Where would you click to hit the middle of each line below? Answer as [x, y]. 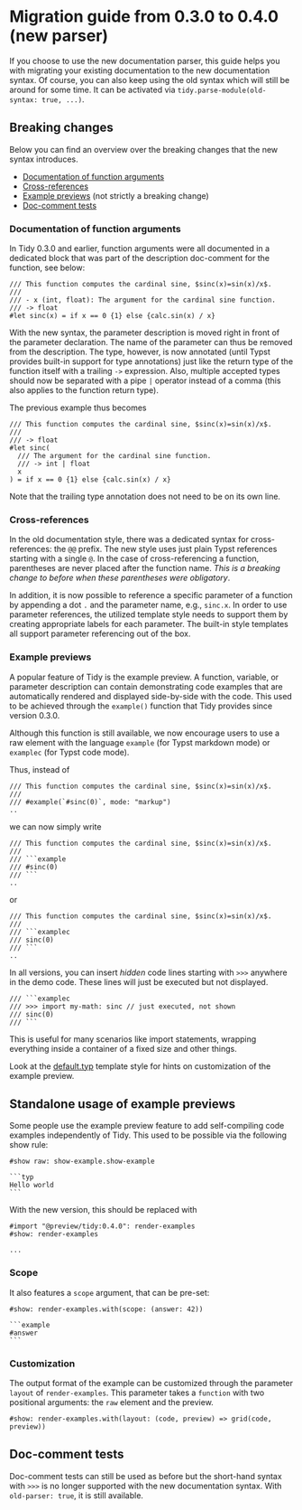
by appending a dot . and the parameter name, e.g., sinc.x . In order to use [148, 605]
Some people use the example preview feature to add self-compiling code [147, 1126]
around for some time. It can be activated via [92, 89]
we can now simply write [55, 826]
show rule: [29, 1145]
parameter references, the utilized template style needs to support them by [149, 614]
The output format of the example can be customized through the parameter [151, 1383]
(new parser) [59, 36]
